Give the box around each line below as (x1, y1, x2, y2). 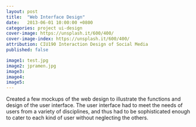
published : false (6, 47, 49, 53)
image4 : (6, 74, 25, 80)
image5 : (6, 79, 25, 85)
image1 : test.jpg (6, 57, 49, 63)
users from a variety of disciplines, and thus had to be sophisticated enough (6, 108, 191, 115)
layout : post (6, 8, 38, 15)
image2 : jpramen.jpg (6, 63, 57, 69)
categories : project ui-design (6, 25, 83, 31)
